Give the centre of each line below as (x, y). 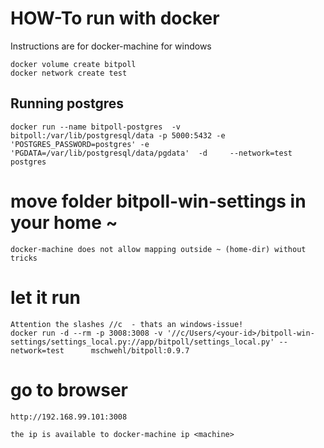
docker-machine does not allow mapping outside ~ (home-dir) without (158, 249)
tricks (24, 258)
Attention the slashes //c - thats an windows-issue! (127, 324)
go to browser (69, 389)
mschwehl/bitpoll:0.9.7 (140, 350)
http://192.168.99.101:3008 (69, 417)
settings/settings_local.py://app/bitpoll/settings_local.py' (142, 342)
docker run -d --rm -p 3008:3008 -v (86, 333)
